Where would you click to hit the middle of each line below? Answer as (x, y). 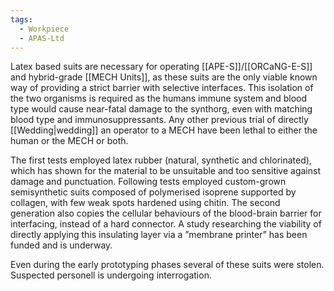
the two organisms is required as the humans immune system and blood (159, 98)
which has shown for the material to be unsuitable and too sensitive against (165, 171)
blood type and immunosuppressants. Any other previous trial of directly (159, 120)
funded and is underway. (61, 245)
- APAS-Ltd (42, 38)
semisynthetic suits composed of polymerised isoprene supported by (153, 192)
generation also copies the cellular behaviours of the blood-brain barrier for (166, 213)
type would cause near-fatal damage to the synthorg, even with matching (161, 109)
